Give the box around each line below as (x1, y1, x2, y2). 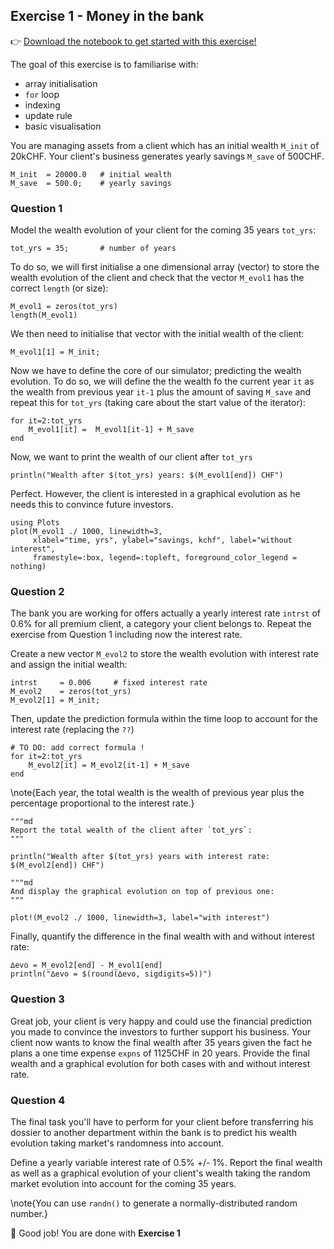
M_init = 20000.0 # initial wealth (10, 169, 172, 179)
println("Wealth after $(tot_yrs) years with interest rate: (10, 852, 271, 862)
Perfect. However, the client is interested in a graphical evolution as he (10, 488, 301, 500)
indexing (24, 99, 61, 111)
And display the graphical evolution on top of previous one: (10, 887, 275, 897)
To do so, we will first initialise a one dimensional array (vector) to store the (10, 261, 320, 273)
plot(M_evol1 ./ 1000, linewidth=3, (10, 527, 163, 537)
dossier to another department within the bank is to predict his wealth (10, 1127, 297, 1138)
